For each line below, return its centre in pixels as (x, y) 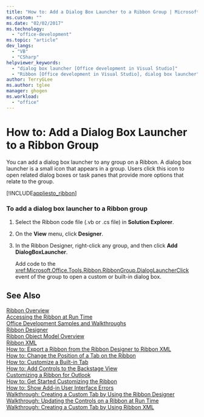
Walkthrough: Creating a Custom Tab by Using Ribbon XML (80, 407)
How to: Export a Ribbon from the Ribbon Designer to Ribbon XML (89, 349)
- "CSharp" (25, 57)
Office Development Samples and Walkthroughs (66, 323)
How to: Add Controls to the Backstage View (62, 368)
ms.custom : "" (24, 18)
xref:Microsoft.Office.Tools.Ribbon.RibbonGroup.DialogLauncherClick (102, 270)
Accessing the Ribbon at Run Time (49, 317)
